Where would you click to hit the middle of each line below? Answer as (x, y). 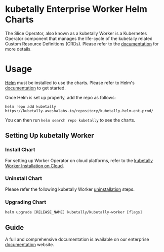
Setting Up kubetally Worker (50, 136)
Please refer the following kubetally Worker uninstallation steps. (70, 189)
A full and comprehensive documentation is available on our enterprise (77, 239)
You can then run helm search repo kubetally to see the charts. (70, 120)
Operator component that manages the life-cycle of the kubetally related (79, 39)
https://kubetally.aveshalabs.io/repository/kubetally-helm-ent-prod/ (79, 111)
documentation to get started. (35, 88)
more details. (19, 49)
